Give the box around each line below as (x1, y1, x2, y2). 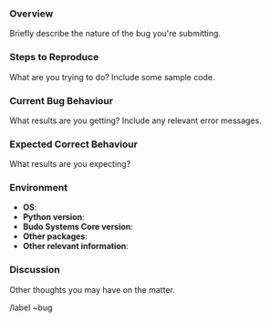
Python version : (22, 212, 85, 223)
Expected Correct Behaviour (9, 138, 139, 151)
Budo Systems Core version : (22, 222, 134, 233)
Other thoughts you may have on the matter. (9, 284, 175, 295)
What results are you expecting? (9, 159, 131, 170)
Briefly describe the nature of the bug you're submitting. (9, 28, 222, 39)
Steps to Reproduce (9, 51, 99, 64)
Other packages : (22, 231, 89, 242)
